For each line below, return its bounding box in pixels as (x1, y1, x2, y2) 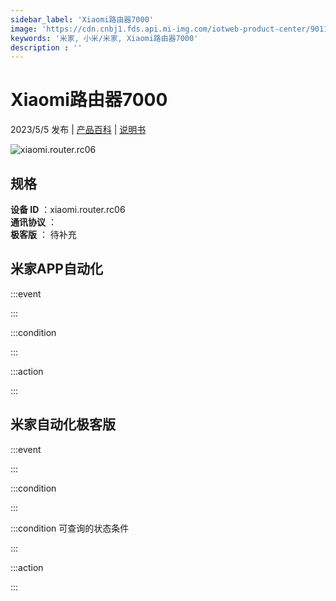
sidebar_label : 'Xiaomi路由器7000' (10, 14, 154, 25)
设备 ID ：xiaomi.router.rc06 (10, 204, 126, 215)
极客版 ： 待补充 (10, 229, 77, 240)
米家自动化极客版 (10, 416, 116, 433)
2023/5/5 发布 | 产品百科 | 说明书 (10, 124, 147, 136)
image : (10, 24, 38, 34)
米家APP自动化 (10, 261, 103, 278)
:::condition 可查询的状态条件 (10, 522, 130, 534)
